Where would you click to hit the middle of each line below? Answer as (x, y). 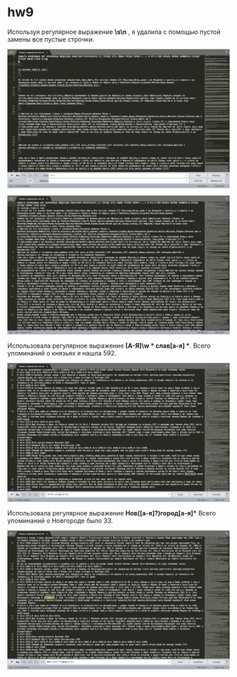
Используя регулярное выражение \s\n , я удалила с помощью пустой (114, 32)
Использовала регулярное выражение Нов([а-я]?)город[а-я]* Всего (112, 513)
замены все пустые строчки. (51, 39)
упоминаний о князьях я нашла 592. (62, 353)
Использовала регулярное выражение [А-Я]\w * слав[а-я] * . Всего (109, 346)
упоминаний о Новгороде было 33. (60, 520)
